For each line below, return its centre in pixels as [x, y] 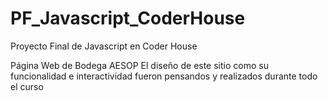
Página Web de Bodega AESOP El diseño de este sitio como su [139, 65]
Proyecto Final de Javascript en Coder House [104, 46]
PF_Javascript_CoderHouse [128, 18]
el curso [27, 86]
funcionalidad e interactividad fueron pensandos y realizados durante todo [164, 76]
